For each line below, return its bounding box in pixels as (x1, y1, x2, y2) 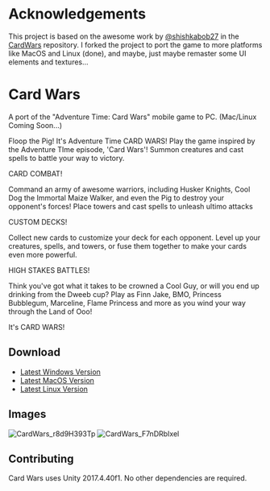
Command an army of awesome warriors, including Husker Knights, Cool (8, 184, 251, 194)
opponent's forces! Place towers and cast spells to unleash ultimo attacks (8, 201, 254, 211)
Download (8, 345, 60, 359)
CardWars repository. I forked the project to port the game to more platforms (8, 39, 263, 49)
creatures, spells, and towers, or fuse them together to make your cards (8, 241, 247, 250)
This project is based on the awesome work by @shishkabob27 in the (8, 31, 239, 41)
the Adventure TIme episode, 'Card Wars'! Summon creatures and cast (8, 144, 244, 154)
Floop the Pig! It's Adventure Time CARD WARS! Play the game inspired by (8, 136, 255, 146)
